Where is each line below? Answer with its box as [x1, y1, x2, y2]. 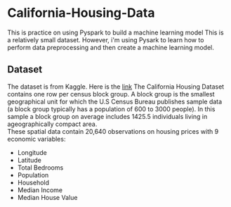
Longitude [17, 148, 47, 156]
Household [17, 178, 50, 187]
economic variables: [7, 134, 66, 143]
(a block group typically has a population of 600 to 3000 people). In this [7, 104, 216, 113]
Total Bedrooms [17, 163, 64, 172]
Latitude [17, 156, 42, 164]
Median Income [17, 185, 63, 194]
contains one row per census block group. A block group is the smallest [7, 89, 216, 98]
